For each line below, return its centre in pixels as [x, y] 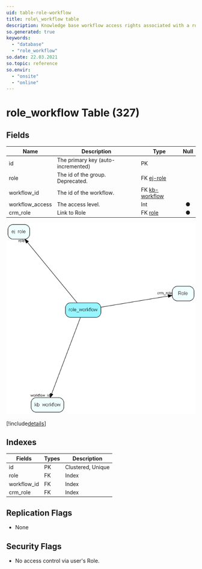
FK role [150, 213]
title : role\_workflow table [43, 19]
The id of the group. [81, 175]
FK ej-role [154, 178]
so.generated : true [31, 32]
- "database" [28, 45]
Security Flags [34, 546]
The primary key [77, 160]
